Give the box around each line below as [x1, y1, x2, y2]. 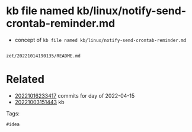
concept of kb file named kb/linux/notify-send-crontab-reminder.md [14, 36, 187, 43]
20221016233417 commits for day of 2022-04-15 [14, 92, 135, 99]
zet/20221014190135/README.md [6, 53, 81, 59]
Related [6, 73, 44, 86]
